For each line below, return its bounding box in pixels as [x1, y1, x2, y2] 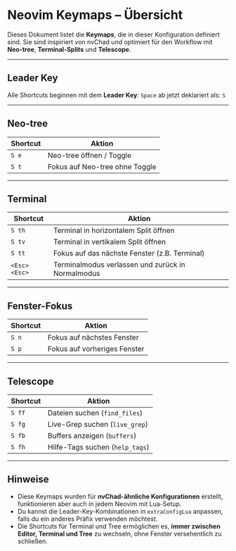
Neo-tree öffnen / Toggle [48, 150, 132, 160]
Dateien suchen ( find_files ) [48, 408, 143, 418]
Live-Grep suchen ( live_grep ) [48, 420, 149, 429]
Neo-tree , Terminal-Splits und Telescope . [7, 45, 131, 53]
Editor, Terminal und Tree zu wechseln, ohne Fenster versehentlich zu [17, 529, 222, 538]
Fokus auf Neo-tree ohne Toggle [48, 161, 157, 171]
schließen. [17, 537, 48, 545]
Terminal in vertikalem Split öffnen [53, 237, 166, 247]
